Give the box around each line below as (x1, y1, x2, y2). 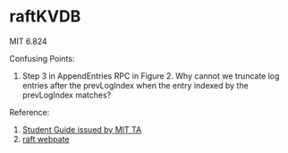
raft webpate (21, 133, 70, 144)
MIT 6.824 (9, 36, 47, 47)
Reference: (9, 106, 50, 117)
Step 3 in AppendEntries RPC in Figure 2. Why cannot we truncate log (21, 70, 280, 81)
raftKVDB (9, 6, 81, 27)
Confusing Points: (9, 53, 75, 64)
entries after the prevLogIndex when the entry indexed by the (21, 80, 249, 90)
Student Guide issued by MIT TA (21, 123, 142, 135)
